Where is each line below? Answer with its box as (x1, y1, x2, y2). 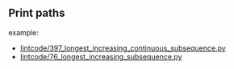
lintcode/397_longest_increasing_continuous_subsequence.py (19, 43, 226, 53)
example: (8, 27, 39, 37)
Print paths (8, 6, 65, 20)
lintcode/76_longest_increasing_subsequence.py (19, 51, 183, 61)
